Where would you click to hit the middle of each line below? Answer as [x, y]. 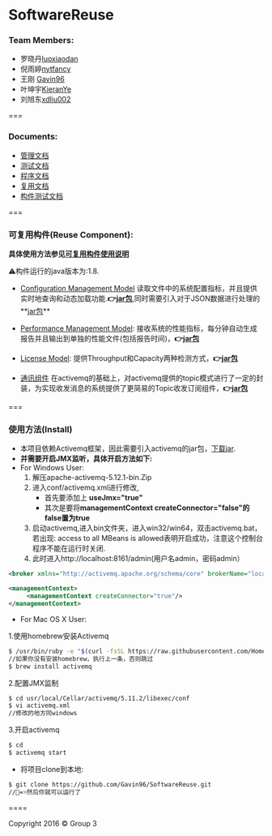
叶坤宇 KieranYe [45, 89]
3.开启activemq [34, 730]
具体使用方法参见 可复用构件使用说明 [69, 254]
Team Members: [41, 41]
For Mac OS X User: [53, 619]
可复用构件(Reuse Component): [71, 234]
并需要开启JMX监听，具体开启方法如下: [86, 459]
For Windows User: [52, 468]
